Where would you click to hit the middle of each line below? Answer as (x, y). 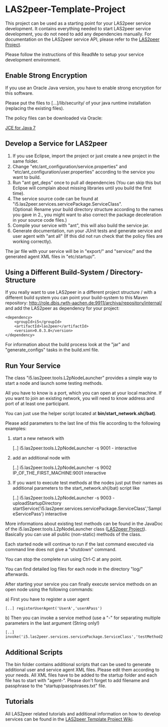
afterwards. (17, 574)
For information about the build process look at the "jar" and (67, 345)
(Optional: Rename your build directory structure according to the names (88, 209)
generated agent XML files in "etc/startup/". (51, 256)
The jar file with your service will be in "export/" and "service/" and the (79, 251)
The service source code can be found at (55, 199)
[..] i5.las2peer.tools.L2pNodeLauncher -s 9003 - (63, 498)
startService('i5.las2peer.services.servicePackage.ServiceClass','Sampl (87, 509)
